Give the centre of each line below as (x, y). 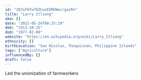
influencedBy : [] (23, 55)
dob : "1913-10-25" (24, 28)
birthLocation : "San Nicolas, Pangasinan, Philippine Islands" (71, 46)
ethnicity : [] (20, 41)
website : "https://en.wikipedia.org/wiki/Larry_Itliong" (64, 37)
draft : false (18, 60)
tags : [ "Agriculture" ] (28, 50)
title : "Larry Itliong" (29, 14)
